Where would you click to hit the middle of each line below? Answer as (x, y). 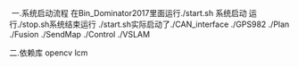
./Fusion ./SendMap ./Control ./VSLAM (79, 34)
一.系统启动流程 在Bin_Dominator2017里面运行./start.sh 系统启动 (129, 13)
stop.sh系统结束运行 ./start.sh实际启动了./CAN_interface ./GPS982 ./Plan (156, 24)
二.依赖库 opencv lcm (49, 53)
